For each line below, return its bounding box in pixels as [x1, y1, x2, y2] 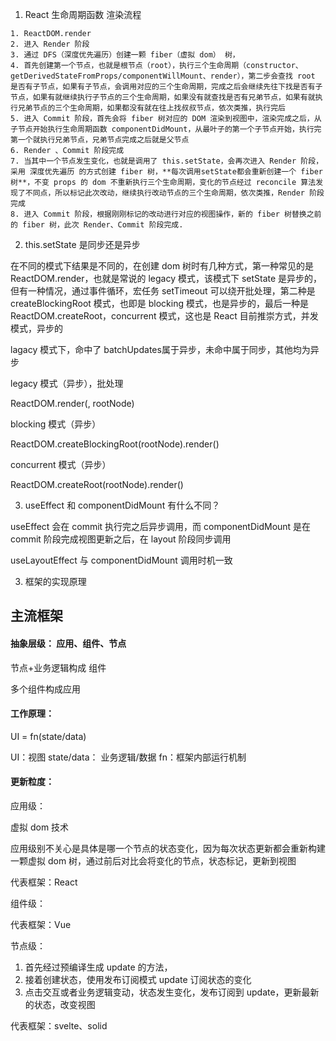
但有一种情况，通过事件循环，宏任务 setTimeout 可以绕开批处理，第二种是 [10, 285, 316, 297]
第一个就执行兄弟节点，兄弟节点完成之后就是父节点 [10, 135, 190, 145]
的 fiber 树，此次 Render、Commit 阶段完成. [10, 220, 184, 230]
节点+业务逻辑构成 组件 [10, 661, 107, 673]
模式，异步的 [10, 323, 63, 334]
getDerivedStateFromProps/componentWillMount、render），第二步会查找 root [10, 71, 316, 81]
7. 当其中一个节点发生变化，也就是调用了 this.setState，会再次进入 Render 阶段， [10, 156, 324, 166]
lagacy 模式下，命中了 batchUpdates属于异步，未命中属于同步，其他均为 [10, 344, 311, 355]
